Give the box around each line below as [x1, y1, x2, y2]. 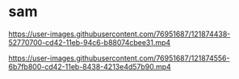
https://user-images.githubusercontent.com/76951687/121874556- [8, 53, 230, 63]
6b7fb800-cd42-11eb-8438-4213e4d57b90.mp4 [8, 61, 171, 71]
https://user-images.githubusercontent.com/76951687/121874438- [8, 29, 231, 39]
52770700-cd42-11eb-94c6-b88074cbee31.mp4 [8, 37, 171, 47]
